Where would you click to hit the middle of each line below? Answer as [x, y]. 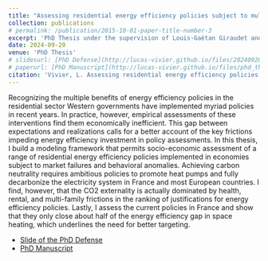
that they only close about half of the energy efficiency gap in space [120, 216]
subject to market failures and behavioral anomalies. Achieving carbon [124, 165]
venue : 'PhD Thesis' [43, 53]
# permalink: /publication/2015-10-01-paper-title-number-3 [110, 30]
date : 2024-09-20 [37, 45]
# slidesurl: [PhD [39, 60]
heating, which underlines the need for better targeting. [99, 224]
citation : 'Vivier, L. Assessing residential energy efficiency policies [134, 75]
